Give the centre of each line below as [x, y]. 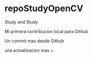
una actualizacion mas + [29, 50]
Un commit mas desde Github [34, 41]
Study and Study [21, 22]
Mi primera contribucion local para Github [46, 31]
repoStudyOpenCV [44, 9]
